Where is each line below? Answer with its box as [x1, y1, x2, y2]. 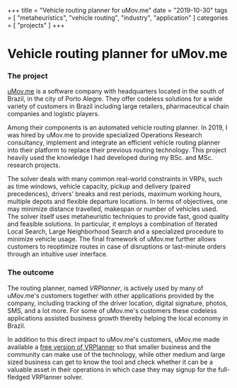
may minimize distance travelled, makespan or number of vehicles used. [7, 205, 218, 213]
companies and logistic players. [7, 110, 100, 118]
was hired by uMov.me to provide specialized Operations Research [7, 131, 202, 139]
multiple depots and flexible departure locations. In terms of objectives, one [7, 198, 228, 206]
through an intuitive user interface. [7, 250, 108, 258]
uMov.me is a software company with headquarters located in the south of [7, 87, 224, 96]
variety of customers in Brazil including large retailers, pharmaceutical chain [7, 102, 229, 110]
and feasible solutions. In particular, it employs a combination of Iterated [7, 219, 218, 229]
